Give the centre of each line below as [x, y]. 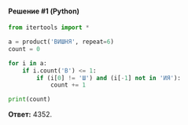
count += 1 [68, 85]
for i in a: [28, 63]
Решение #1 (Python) [44, 11]
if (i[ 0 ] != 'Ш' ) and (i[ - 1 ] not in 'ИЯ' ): [109, 78]
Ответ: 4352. [30, 115]
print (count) [29, 99]
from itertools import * [49, 28]
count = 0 [24, 49]
